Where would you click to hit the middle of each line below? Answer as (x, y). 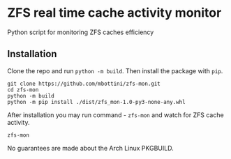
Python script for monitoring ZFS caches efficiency (81, 32)
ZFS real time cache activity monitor (114, 13)
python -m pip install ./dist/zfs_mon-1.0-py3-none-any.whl (97, 102)
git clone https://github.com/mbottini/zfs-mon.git (84, 84)
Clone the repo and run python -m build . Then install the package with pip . (115, 70)
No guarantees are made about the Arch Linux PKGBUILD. (90, 148)
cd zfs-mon (23, 90)
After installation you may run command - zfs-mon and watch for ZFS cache (116, 115)
